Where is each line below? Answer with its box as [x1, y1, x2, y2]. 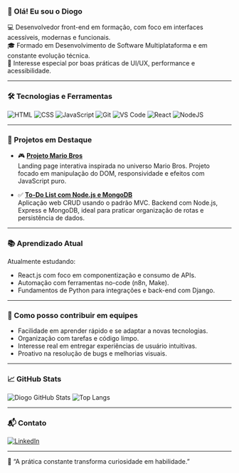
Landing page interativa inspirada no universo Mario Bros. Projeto [17, 161, 210, 170]
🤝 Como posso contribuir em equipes [7, 311, 139, 321]
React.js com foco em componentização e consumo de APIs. [17, 271, 197, 280]
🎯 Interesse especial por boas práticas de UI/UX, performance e [7, 59, 196, 68]
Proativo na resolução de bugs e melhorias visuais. [17, 349, 167, 358]
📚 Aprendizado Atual [7, 238, 83, 248]
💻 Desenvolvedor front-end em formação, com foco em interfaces [7, 23, 204, 31]
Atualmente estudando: [7, 257, 76, 266]
